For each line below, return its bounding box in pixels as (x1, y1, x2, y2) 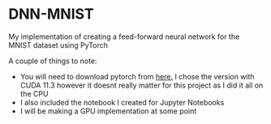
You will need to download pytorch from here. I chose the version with (19, 71, 255, 81)
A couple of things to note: (8, 56, 97, 66)
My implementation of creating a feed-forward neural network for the (8, 32, 240, 41)
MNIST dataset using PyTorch (8, 40, 108, 49)
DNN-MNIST (8, 5, 95, 24)
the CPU (19, 88, 49, 98)
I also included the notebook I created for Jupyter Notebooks (19, 97, 225, 107)
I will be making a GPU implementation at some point (19, 106, 197, 116)
